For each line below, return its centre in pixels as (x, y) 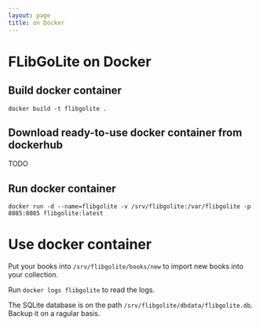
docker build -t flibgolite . (58, 108)
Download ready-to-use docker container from (125, 132)
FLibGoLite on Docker (80, 62)
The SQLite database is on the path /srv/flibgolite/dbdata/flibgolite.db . (130, 305)
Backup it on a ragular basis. (54, 313)
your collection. (33, 275)
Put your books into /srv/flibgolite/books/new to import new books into (126, 266)
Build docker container (65, 91)
